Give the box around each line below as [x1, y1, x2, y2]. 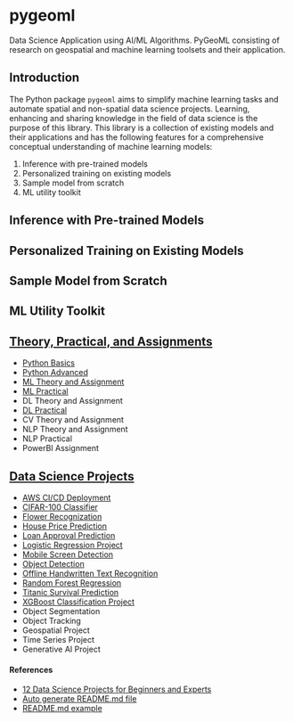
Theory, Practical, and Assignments [9, 333, 213, 349]
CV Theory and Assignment [21, 414, 125, 425]
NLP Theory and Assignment [21, 424, 128, 435]
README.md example [21, 703, 102, 714]
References [9, 664, 53, 675]
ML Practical [21, 386, 69, 397]
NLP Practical [21, 433, 73, 444]
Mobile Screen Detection [21, 549, 114, 560]
